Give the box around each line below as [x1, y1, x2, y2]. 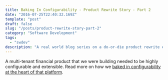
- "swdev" [9, 40, 30, 45]
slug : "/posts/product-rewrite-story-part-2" [5, 26, 101, 31]
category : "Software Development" [5, 30, 77, 35]
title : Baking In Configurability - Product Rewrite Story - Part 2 [5, 7, 151, 12]
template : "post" [5, 16, 41, 21]
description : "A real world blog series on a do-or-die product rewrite [5, 44, 160, 49]
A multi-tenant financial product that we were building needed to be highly [5, 58, 158, 64]
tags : [5, 35, 16, 40]
